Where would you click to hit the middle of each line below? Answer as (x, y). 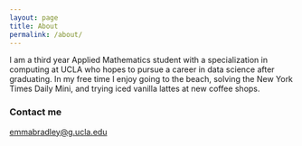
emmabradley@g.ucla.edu (58, 132)
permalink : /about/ (46, 34)
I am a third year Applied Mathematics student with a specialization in (139, 60)
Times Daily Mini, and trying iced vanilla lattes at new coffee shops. (135, 89)
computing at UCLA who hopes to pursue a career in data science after (142, 69)
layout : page (34, 18)
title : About (34, 26)
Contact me (36, 112)
